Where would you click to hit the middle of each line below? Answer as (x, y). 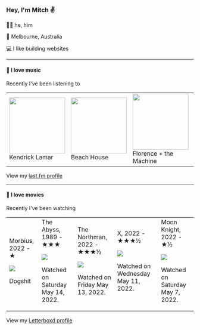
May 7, (171, 292)
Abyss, (51, 229)
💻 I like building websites (37, 49)
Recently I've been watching (41, 208)
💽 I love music (24, 70)
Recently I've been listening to (43, 84)
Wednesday (134, 273)
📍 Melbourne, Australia (34, 37)
